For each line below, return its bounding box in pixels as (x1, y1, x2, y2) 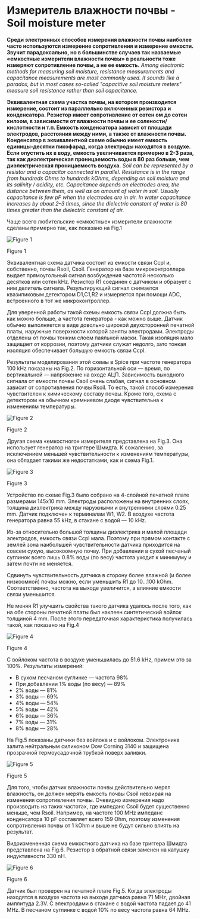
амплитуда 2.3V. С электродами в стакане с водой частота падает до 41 (7, 900, 191, 907)
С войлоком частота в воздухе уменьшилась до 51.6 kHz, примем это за (7, 655, 192, 663)
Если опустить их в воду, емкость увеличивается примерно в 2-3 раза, (7, 149, 194, 156)
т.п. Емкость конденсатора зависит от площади (46, 124, 172, 131)
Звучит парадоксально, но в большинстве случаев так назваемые (7, 48, 182, 56)
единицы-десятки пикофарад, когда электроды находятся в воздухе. (7, 143, 191, 150)
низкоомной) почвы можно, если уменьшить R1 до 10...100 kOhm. (7, 578, 173, 585)
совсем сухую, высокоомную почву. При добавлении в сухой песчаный (7, 547, 191, 555)
